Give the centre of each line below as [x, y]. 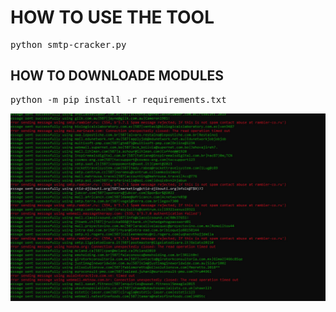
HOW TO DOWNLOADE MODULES [117, 76]
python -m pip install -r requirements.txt [118, 99]
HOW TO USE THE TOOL [112, 17]
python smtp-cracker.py [68, 44]
